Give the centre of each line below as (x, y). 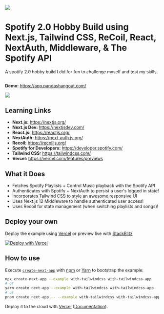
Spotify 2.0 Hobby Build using (67, 27)
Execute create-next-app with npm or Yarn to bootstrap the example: (74, 270)
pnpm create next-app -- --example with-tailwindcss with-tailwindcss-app (83, 297)
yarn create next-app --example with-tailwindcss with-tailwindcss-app (79, 288)
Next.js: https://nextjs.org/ (39, 122)
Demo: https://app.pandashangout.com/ (46, 86)
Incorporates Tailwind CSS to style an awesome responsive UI (75, 196)
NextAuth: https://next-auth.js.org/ (47, 138)
